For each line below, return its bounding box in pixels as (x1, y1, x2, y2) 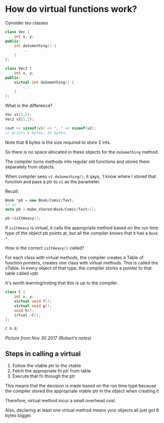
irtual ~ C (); (14, 313, 41, 317)
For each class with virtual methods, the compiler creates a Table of (5, 255, 144, 261)
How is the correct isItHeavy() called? (5, 245, 84, 251)
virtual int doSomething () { (14, 80, 74, 85)
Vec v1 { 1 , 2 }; (5, 112, 32, 117)
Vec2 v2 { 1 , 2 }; (5, 117, 35, 122)
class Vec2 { (5, 66, 32, 71)
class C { (5, 290, 26, 295)
